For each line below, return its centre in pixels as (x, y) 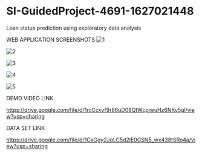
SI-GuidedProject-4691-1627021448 (100, 11)
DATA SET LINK (26, 128)
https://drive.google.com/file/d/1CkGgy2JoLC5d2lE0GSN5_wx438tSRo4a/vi (101, 140)
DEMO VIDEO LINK (30, 98)
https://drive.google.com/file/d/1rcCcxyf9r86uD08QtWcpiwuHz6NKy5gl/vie (101, 109)
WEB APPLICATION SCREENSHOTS (51, 39)
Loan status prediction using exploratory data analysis (74, 28)
